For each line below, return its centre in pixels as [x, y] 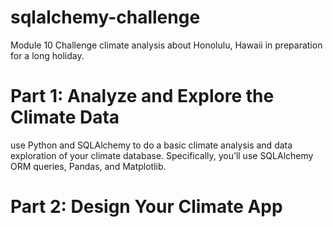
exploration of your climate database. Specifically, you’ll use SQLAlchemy [162, 155]
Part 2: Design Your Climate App [146, 207]
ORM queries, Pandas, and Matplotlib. [88, 166]
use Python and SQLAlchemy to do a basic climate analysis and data [151, 145]
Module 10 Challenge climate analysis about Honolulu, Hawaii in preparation [166, 45]
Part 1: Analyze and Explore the [142, 96]
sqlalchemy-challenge [105, 17]
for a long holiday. [47, 55]
